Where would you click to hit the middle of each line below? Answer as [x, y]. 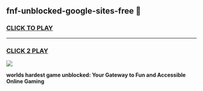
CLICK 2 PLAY [27, 50]
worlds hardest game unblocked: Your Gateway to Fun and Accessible [96, 75]
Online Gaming [25, 81]
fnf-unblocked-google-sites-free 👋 [74, 11]
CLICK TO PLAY [30, 28]
